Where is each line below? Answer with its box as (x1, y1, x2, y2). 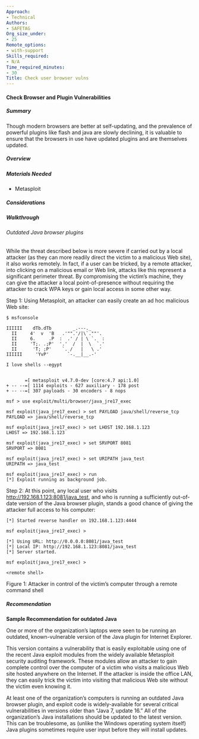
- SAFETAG (6, 25, 31, 32)
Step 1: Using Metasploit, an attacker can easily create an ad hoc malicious (6, 296, 189, 304)
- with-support (6, 48, 44, 54)
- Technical (6, 14, 36, 20)
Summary (6, 107, 31, 115)
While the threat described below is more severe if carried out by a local (6, 247, 183, 254)
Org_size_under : (6, 31, 46, 37)
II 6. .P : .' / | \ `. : (11, 335, 105, 342)
